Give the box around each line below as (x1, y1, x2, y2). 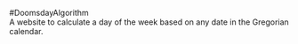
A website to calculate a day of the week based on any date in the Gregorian (9, 17, 289, 27)
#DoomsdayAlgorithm (9, 8, 89, 18)
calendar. (9, 26, 44, 36)
